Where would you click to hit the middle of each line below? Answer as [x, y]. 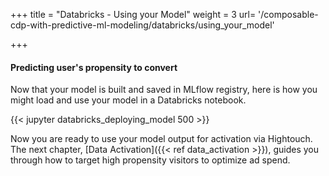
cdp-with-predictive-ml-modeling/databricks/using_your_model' [142, 25]
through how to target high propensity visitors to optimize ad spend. [150, 160]
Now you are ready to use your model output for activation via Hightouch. [161, 139]
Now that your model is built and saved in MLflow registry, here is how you [164, 90]
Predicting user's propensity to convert [94, 67]
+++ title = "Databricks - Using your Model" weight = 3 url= [133, 14]
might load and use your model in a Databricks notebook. [128, 100]
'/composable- [288, 14]
